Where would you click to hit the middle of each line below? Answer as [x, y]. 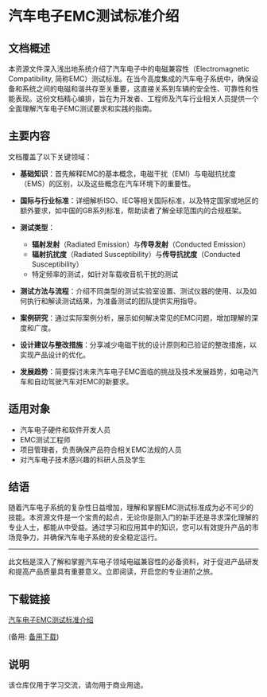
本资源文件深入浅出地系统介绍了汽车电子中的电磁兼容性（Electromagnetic [129, 69]
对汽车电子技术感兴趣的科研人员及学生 [82, 459]
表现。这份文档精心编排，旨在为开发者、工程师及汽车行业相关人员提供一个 [137, 99]
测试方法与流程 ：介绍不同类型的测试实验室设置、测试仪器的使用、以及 [135, 290]
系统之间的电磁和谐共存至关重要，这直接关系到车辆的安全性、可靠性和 [137, 89]
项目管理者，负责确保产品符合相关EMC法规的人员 [101, 450]
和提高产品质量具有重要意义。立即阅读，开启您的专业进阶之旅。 [112, 572]
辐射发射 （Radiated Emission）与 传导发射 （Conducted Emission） [141, 244]
